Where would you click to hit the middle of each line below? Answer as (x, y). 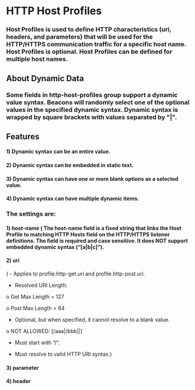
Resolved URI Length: (41, 285)
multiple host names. (37, 59)
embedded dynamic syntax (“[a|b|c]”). (55, 247)
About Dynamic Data (45, 78)
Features (23, 137)
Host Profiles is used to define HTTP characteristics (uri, (89, 30)
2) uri (13, 260)
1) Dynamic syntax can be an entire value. (58, 152)
